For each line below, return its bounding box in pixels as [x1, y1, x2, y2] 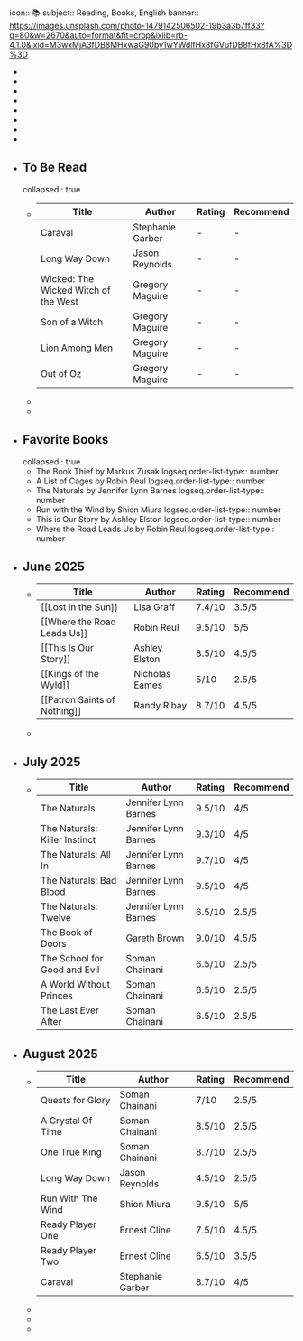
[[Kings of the [40, 668, 99, 680]
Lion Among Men [40, 342, 114, 354]
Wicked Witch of [40, 284, 111, 296]
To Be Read [22, 160, 87, 175]
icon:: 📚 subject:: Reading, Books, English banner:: [9, 7, 200, 18]
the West [40, 295, 78, 307]
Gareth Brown [125, 932, 185, 944]
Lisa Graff [133, 601, 176, 614]
